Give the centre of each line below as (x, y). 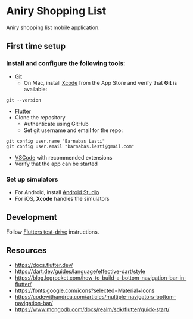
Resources (27, 251)
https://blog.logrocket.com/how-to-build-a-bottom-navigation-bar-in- (101, 277)
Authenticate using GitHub (56, 124)
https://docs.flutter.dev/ (44, 265)
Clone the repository (40, 117)
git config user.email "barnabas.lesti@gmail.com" (70, 146)
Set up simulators (32, 179)
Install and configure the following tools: (66, 63)
